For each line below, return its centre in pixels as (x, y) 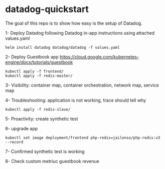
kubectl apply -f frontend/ (35, 71)
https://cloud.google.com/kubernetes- (99, 57)
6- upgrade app (22, 128)
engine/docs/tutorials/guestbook (39, 62)
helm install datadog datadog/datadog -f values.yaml (63, 47)
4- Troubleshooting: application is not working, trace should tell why (76, 100)
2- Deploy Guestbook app (32, 57)
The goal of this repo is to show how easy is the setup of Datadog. (74, 23)
